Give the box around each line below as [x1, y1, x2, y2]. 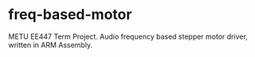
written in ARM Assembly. [8, 40, 93, 49]
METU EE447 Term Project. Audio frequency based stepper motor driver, [8, 32, 249, 41]
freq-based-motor [8, 6, 132, 24]
